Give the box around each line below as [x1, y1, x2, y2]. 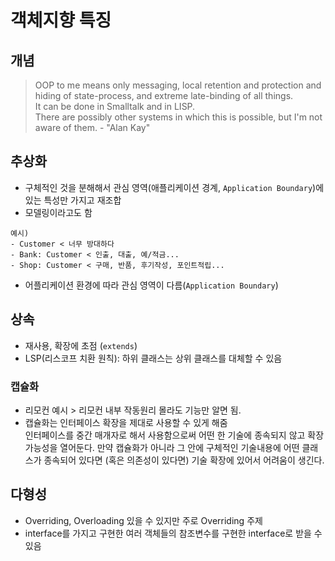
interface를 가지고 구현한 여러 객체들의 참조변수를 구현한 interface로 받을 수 [24, 527, 323, 539]
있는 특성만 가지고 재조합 [24, 194, 122, 206]
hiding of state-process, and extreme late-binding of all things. [34, 90, 294, 101]
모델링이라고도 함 [24, 206, 93, 218]
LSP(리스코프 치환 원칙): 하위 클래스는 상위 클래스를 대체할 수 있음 [24, 352, 283, 364]
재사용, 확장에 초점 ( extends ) [24, 339, 138, 351]
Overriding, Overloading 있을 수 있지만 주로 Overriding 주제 [24, 514, 263, 526]
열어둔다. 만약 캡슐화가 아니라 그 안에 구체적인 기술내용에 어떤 [59, 441, 300, 453]
